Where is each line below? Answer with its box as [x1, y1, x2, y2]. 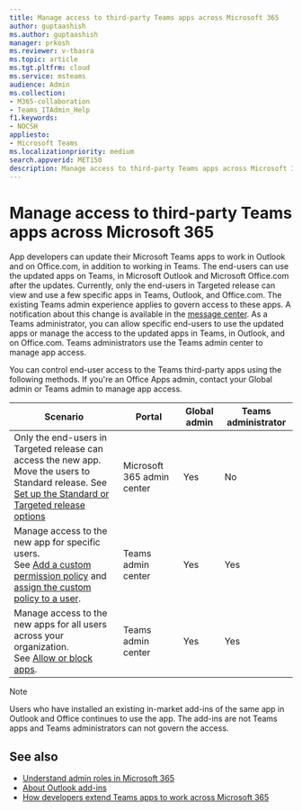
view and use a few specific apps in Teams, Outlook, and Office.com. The [9, 290, 282, 301]
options [13, 510, 46, 523]
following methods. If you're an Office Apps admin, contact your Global [9, 374, 272, 385]
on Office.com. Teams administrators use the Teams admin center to [9, 338, 263, 348]
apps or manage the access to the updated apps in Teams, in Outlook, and [9, 328, 286, 338]
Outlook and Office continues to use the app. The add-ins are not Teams [9, 713, 278, 725]
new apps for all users [13, 618, 108, 631]
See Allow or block [13, 652, 93, 664]
